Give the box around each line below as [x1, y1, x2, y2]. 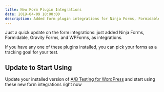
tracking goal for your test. [5, 49, 59, 55]
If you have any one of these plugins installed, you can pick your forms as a [5, 44, 157, 50]
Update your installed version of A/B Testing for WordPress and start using [5, 76, 155, 82]
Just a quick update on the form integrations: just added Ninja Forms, [5, 30, 144, 36]
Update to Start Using [5, 63, 72, 72]
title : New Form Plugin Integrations [5, 7, 82, 12]
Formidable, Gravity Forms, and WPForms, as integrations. [5, 35, 123, 40]
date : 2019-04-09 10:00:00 [5, 12, 60, 17]
